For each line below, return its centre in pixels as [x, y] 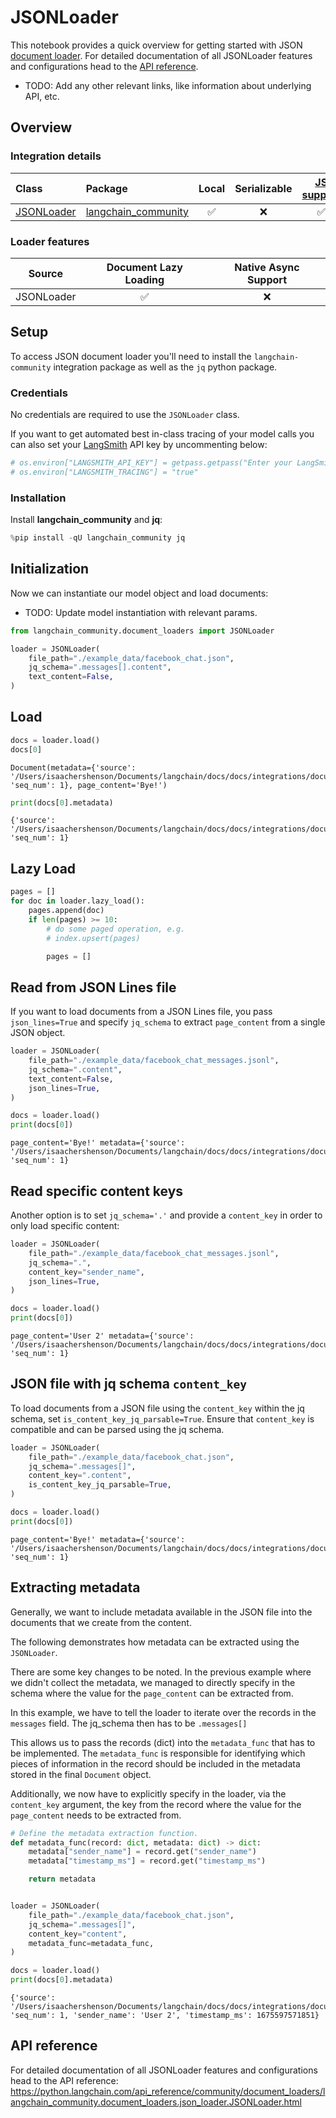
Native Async [267, 267]
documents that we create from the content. [101, 1622]
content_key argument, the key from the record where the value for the [156, 1804]
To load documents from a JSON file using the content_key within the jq [157, 1408]
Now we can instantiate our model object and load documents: [139, 593]
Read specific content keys [97, 1191]
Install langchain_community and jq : [86, 520]
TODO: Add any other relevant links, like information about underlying [168, 85]
